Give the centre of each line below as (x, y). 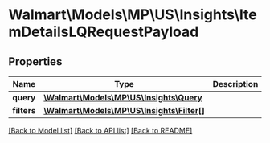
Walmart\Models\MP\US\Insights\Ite (133, 15)
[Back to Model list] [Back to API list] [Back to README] (100, 131)
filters (24, 110)
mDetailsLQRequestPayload (104, 32)
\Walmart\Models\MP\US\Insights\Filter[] (124, 110)
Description (235, 84)
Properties (35, 61)
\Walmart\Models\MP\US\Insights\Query (123, 98)
